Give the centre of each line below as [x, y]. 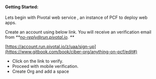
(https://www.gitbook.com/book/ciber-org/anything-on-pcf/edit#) [71, 52]
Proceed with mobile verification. [45, 66]
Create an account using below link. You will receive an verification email [78, 32]
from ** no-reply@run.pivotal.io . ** [40, 37]
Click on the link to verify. [38, 61]
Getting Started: [22, 7]
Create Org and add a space [40, 71]
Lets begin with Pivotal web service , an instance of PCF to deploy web [76, 17]
